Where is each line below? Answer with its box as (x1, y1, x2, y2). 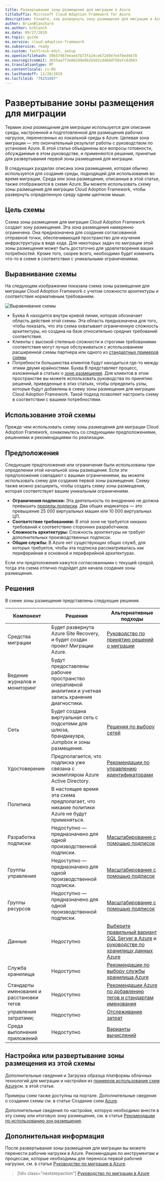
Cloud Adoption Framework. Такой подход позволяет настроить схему (12, 391, 159, 397)
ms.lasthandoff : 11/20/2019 (5, 72, 63, 77)
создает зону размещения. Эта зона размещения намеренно (5, 224, 134, 230)
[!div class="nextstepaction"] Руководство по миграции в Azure (17, 1171, 150, 1177)
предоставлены (51, 663, 89, 669)
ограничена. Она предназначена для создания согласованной (5, 229, 137, 235)
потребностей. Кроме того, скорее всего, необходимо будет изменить (5, 250, 155, 256)
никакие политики (51, 804, 95, 811)
